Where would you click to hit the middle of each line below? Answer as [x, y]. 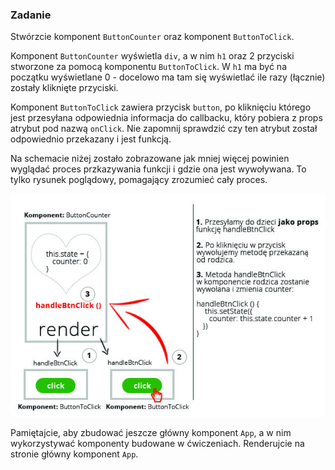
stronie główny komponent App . [74, 454]
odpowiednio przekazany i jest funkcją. [91, 139]
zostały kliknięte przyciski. [64, 88]
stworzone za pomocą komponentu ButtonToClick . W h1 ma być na [148, 67]
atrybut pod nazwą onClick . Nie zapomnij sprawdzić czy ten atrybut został [164, 129]
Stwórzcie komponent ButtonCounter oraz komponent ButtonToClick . [152, 37]
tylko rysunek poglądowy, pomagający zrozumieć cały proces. [139, 180]
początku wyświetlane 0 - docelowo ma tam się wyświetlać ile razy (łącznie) [168, 77]
